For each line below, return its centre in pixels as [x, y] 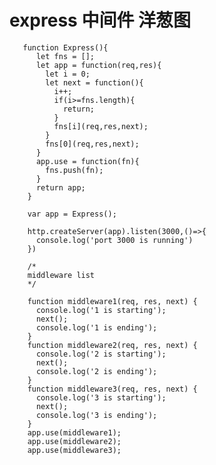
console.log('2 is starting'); [101, 354]
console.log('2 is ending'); [96, 371]
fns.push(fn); [74, 170]
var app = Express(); [72, 214]
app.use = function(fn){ [87, 161]
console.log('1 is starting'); [101, 310]
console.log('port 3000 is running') [114, 240]
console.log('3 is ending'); [96, 415]
